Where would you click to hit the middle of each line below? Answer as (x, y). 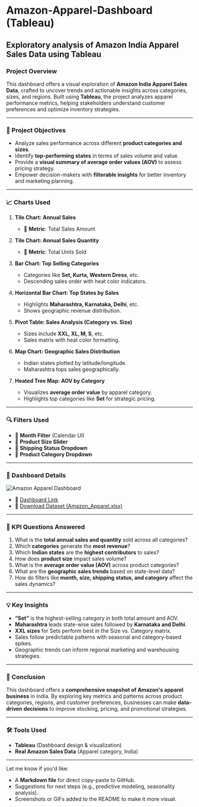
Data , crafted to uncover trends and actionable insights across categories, (97, 90)
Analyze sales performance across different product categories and (98, 143)
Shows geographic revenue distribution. (72, 311)
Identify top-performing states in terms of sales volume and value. (97, 156)
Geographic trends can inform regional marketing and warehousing (97, 650)
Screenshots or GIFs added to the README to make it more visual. (95, 799)
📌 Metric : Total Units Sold (55, 252)
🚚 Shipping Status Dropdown (51, 448)
